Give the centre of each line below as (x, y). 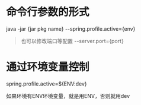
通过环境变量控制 (48, 67)
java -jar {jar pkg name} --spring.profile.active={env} (71, 29)
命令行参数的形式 (48, 12)
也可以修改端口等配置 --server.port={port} (72, 41)
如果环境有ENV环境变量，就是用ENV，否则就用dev (68, 96)
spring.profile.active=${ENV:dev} (47, 84)
